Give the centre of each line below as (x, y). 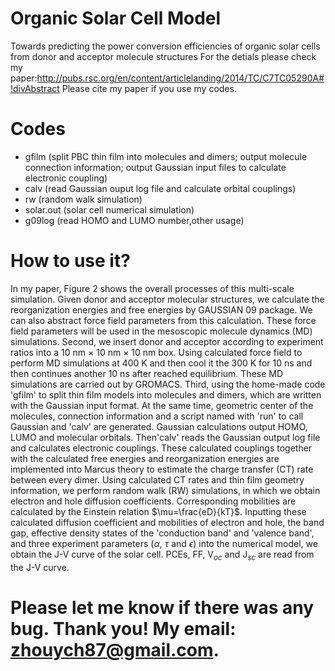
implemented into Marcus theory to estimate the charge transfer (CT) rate (162, 469)
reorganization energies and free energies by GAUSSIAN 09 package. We (161, 309)
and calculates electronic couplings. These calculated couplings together (161, 448)
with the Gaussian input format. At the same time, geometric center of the (162, 405)
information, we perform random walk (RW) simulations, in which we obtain (165, 490)
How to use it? (70, 261)
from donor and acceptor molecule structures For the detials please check (163, 56)
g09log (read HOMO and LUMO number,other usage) (134, 220)
